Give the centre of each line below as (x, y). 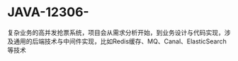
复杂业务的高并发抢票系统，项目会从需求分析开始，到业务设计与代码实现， (116, 32)
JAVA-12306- (49, 12)
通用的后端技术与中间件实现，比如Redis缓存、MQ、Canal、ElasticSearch (120, 41)
